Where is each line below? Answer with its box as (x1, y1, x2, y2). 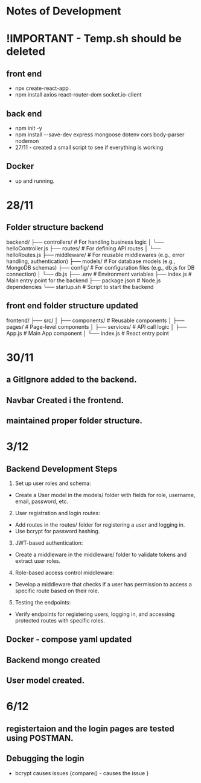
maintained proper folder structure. (6, 415, 143, 426)
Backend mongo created (6, 655, 101, 665)
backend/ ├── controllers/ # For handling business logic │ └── (6, 238, 165, 246)
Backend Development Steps (6, 463, 118, 474)
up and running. (14, 177, 55, 185)
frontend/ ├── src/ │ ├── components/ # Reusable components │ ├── (6, 317, 185, 324)
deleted (6, 45, 45, 59)
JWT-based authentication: (14, 539, 83, 547)
